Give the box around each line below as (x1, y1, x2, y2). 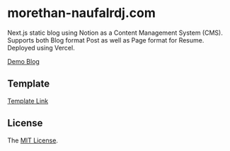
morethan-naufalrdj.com (7, 5, 156, 21)
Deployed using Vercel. (7, 43, 76, 52)
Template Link (7, 96, 48, 105)
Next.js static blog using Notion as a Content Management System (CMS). (7, 28, 223, 37)
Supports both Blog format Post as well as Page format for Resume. (7, 35, 205, 44)
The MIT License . (7, 136, 59, 145)
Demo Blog (7, 57, 40, 65)
